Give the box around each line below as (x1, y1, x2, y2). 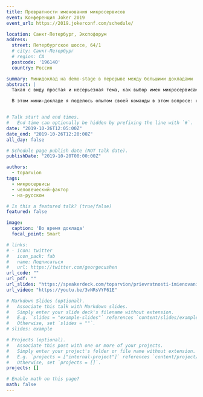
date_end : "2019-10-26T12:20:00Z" (6, 131, 94, 137)
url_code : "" (6, 270, 39, 276)
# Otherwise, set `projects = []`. (6, 359, 101, 366)
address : (6, 37, 28, 43)
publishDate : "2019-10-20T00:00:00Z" (6, 153, 101, 159)
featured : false (6, 209, 47, 215)
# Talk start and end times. (6, 114, 80, 120)
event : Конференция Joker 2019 (6, 15, 85, 21)
